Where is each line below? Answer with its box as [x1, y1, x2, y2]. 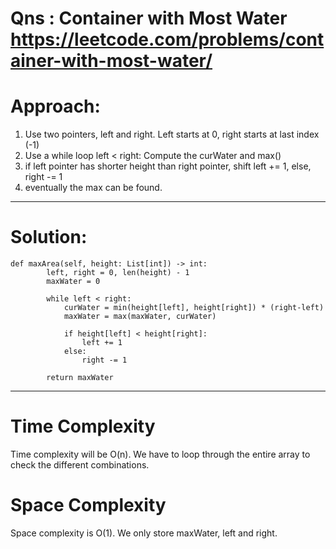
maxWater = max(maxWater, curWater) [63, 312, 217, 322]
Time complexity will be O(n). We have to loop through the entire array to [10, 448, 311, 460]
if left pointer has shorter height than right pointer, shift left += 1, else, [24, 160, 312, 172]
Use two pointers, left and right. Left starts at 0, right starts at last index [24, 128, 320, 141]
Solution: [10, 226, 88, 249]
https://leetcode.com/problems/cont [10, 28, 325, 51]
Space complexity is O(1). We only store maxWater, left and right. [10, 527, 278, 539]
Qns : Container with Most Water [10, 7, 288, 30]
